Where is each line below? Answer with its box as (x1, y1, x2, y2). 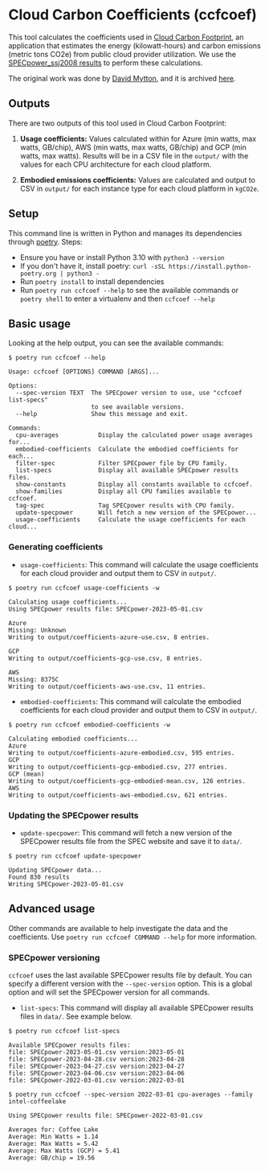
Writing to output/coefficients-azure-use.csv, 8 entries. (8, 633, 210, 641)
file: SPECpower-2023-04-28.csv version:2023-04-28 (8, 1056, 185, 1064)
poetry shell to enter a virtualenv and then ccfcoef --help (19, 294, 215, 303)
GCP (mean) (8, 770, 45, 778)
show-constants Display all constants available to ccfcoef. (15, 480, 253, 488)
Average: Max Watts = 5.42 (8, 1140, 99, 1148)
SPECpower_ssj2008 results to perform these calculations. (8, 58, 203, 68)
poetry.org (19, 270, 57, 278)
